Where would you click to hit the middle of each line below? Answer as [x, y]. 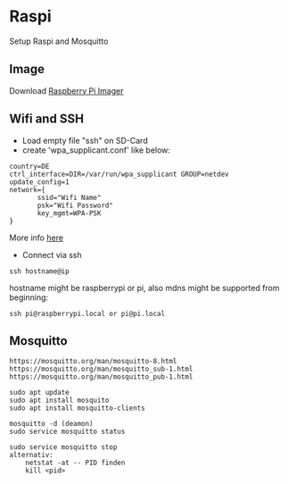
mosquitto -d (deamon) [51, 424]
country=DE [29, 166]
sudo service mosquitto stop [63, 447]
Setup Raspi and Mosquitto [59, 41]
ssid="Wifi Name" [69, 197]
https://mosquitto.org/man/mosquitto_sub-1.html [101, 369]
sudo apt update [39, 393]
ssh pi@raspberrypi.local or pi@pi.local [87, 313]
